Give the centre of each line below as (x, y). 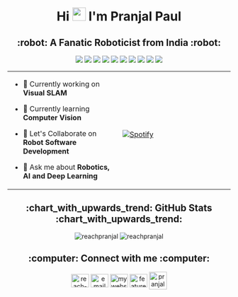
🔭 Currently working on (62, 84)
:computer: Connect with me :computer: (119, 258)
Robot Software (50, 142)
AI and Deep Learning (60, 176)
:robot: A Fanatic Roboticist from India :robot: (119, 42)
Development (46, 151)
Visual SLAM (45, 93)
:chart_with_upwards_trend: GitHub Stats (119, 208)
